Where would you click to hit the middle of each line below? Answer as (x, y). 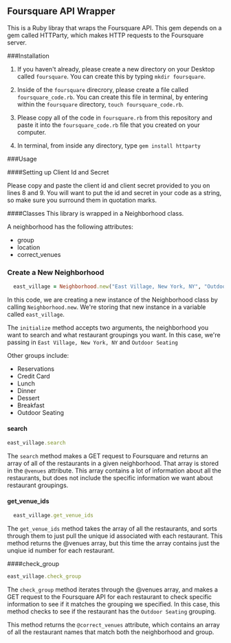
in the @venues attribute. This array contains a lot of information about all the (114, 471)
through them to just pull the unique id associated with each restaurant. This (115, 536)
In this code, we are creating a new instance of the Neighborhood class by (112, 300)
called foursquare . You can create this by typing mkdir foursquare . (111, 76)
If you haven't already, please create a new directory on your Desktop (116, 69)
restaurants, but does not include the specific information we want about (110, 478)
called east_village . (36, 314)
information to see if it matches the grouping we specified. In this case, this (114, 605)
